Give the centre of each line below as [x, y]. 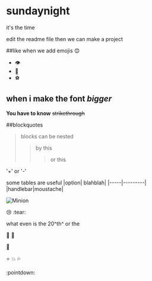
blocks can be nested [47, 136]
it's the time [20, 27]
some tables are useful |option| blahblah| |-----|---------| [76, 183]
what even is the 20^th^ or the [43, 223]
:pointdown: [21, 272]
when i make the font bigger [59, 99]
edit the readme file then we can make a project [65, 39]
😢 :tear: [16, 212]
